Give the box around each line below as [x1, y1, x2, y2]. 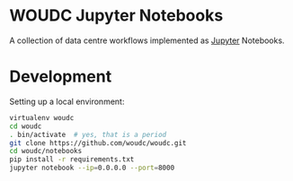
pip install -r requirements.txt [9, 155, 135, 164]
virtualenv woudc [9, 113, 75, 122]
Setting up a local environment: [9, 96, 125, 107]
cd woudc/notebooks [9, 147, 83, 156]
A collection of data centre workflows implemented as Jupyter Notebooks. [9, 35, 285, 46]
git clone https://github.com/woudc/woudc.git [9, 138, 187, 148]
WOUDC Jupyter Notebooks [9, 5, 224, 26]
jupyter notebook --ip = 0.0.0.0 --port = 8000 [9, 163, 175, 173]
